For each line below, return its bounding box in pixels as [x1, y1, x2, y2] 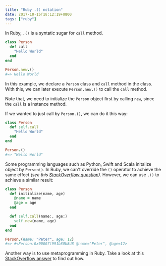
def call [9, 44, 28, 50]
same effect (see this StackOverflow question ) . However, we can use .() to [5, 172, 160, 178]
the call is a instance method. [5, 101, 67, 107]
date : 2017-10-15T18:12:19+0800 [5, 12, 72, 17]
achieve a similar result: [5, 177, 54, 183]
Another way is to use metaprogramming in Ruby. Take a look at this [5, 250, 144, 256]
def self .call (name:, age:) [9, 214, 68, 219]
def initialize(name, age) [9, 191, 65, 196]
